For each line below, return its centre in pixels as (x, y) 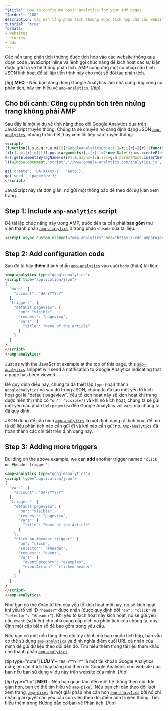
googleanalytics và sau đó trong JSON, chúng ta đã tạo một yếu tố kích (79, 389)
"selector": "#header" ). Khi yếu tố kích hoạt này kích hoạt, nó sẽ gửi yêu (81, 615)
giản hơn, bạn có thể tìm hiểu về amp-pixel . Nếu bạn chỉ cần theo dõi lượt (80, 687)
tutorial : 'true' (23, 24)
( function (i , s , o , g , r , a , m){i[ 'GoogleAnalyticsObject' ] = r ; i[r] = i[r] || (78, 148)
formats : (14, 29)
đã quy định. (18, 411)
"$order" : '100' (22, 15)
